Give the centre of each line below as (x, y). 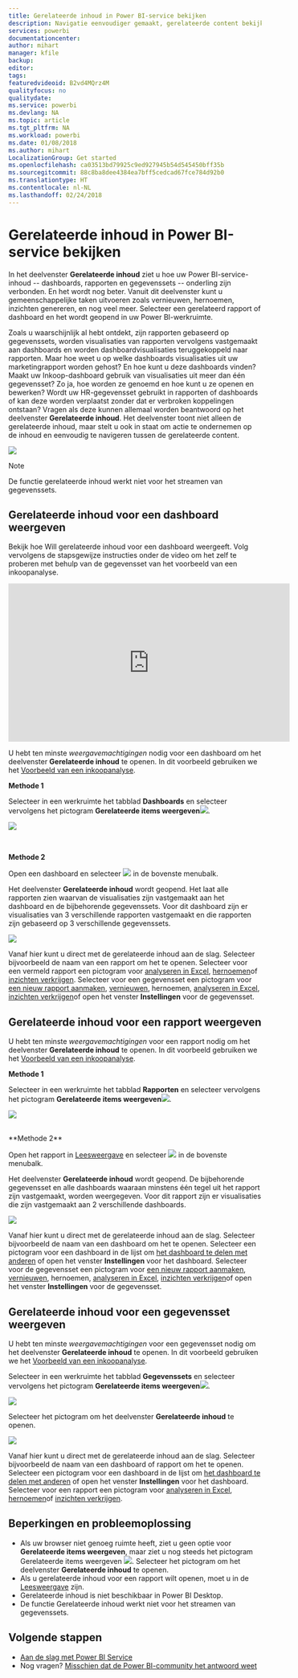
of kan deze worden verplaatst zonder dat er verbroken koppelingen (121, 401)
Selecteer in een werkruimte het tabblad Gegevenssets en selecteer (122, 1376)
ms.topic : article (39, 121)
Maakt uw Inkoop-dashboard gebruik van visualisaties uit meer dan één (127, 375)
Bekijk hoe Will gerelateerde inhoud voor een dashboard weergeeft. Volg (129, 546)
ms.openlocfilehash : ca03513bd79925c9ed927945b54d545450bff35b (116, 166)
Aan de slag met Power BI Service (76, 1657)
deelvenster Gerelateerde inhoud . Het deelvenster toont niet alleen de (125, 418)
